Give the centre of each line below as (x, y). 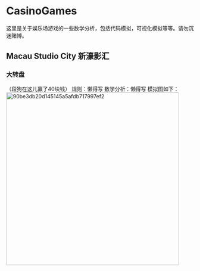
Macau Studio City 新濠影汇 (58, 56)
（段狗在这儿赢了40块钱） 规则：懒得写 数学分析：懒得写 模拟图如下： (93, 89)
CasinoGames (42, 11)
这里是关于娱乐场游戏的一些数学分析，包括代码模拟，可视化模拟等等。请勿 (97, 28)
